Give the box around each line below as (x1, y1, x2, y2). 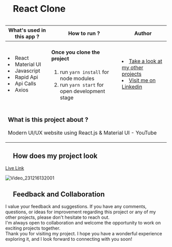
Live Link (5, 165, 25, 171)
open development (59, 87, 105, 95)
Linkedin (122, 83, 142, 90)
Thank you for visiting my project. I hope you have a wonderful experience (5, 231, 162, 237)
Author (134, 30, 152, 37)
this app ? (14, 33, 39, 40)
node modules (59, 75, 95, 82)
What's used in (8, 27, 46, 34)
